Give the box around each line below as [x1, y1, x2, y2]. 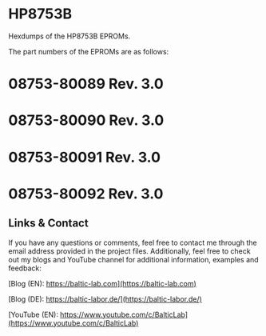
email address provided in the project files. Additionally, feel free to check [8, 246, 251, 256]
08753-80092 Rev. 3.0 [8, 185, 164, 202]
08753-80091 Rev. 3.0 [8, 148, 161, 166]
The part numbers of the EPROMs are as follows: [8, 46, 169, 56]
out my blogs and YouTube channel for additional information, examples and [8, 254, 259, 264]
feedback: [8, 263, 42, 273]
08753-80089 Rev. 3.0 [8, 75, 164, 93]
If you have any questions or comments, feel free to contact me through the [8, 238, 257, 247]
